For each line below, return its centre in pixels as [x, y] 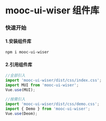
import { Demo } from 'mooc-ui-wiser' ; [48, 109]
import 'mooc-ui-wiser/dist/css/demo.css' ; [52, 104]
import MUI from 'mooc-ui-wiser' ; [42, 85]
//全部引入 [15, 76]
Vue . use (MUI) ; [20, 90]
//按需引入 [15, 99]
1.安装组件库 [18, 41]
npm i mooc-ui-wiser [27, 52]
